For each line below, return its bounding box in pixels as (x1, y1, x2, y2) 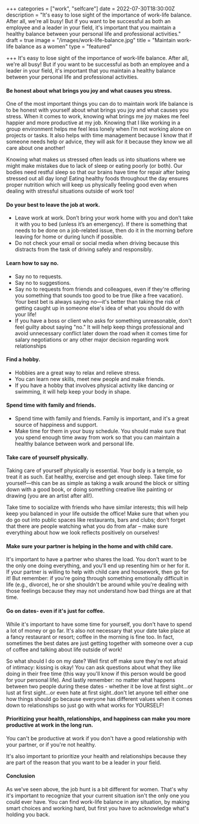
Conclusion (6, 772, 36, 779)
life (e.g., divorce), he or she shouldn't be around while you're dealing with (6, 581, 188, 588)
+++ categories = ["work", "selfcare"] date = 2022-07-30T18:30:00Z (6, 5, 175, 12)
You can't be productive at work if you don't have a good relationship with (6, 734, 187, 742)
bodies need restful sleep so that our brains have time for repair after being (6, 169, 190, 176)
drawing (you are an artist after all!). (6, 492, 94, 499)
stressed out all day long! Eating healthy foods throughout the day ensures (6, 175, 189, 182)
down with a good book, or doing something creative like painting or (6, 486, 173, 493)
